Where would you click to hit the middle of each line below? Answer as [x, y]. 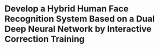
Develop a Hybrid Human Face [67, 9]
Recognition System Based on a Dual [80, 19]
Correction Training [45, 39]
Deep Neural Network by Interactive [78, 29]
